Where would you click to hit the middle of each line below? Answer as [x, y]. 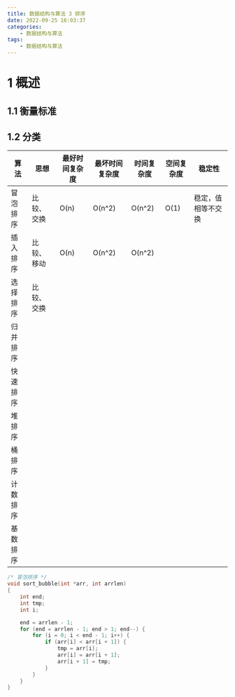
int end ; [33, 597]
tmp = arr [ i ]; [78, 649]
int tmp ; [33, 603]
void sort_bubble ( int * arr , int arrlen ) [67, 584]
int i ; [29, 610]
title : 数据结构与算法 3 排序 [47, 14]
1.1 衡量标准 [32, 111]
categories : [24, 27]
